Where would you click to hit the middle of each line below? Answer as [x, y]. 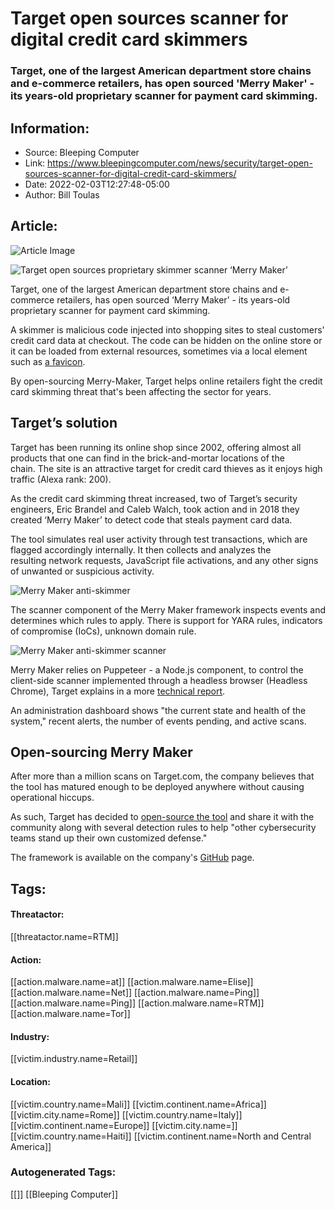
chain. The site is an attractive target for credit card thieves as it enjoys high [166, 468]
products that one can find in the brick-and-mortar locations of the [147, 458]
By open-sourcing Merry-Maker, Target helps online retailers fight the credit [166, 381]
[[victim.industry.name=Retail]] [74, 1059]
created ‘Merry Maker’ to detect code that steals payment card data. [151, 519]
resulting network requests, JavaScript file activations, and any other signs [164, 560]
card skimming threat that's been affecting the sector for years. [141, 391]
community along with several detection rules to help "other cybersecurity [163, 828]
